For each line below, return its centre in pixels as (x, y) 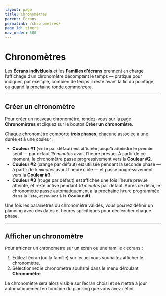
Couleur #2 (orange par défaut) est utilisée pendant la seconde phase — (86, 164)
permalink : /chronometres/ (33, 24)
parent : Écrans (21, 19)
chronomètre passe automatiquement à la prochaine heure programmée (86, 191)
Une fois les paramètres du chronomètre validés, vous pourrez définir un (79, 205)
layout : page (19, 10)
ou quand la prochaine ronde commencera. (49, 87)
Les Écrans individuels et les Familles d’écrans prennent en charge (75, 71)
